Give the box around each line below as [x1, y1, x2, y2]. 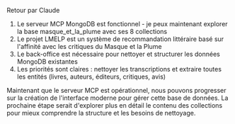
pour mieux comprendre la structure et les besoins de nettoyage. [6, 109, 196, 117]
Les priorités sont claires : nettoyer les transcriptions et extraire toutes [16, 65, 222, 73]
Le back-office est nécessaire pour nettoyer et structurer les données [16, 50, 220, 58]
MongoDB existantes [16, 57, 79, 66]
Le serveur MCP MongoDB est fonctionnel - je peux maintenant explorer [16, 20, 228, 28]
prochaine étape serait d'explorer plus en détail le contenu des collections [6, 101, 223, 109]
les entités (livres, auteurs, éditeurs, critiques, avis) [16, 72, 166, 81]
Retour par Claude [6, 6, 60, 14]
